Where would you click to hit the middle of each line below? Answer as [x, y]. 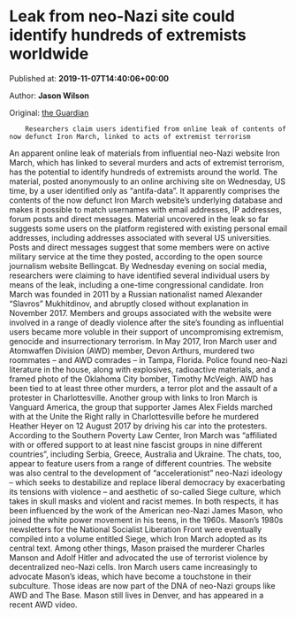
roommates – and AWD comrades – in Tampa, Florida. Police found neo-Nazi [148, 359]
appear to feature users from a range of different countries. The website [140, 463]
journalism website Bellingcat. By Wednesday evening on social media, [138, 266]
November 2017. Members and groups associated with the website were [140, 312]
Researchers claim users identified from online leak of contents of [156, 129]
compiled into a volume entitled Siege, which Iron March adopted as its [138, 538]
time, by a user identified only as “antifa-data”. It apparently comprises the [144, 190]
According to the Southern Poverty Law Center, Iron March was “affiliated [143, 435]
